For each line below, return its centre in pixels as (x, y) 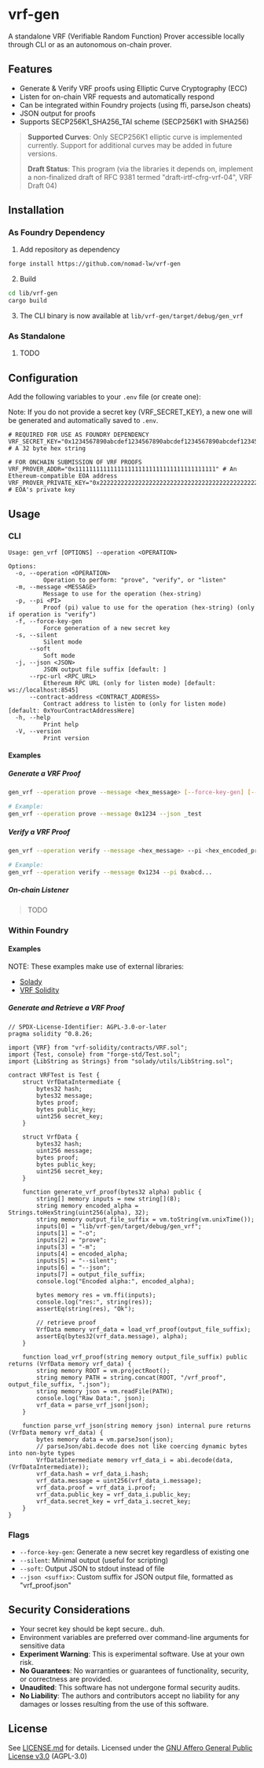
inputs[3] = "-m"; (66, 1247)
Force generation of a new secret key (106, 628)
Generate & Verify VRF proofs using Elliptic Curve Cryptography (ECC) (133, 88)
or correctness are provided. (66, 1678)
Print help (61, 724)
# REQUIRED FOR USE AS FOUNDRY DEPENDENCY (79, 435)
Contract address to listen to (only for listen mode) (134, 704)
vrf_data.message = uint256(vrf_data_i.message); (119, 1480)
